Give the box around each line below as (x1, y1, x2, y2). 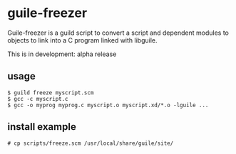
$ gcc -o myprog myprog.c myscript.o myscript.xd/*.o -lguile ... (7, 101, 209, 109)
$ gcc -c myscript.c (7, 95, 69, 102)
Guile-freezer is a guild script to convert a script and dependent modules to (7, 28, 230, 37)
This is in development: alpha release (7, 50, 117, 58)
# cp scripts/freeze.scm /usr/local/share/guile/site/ (7, 140, 174, 147)
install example (7, 121, 76, 133)
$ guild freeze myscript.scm (7, 89, 94, 97)
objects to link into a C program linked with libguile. (7, 35, 158, 44)
